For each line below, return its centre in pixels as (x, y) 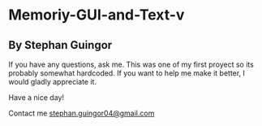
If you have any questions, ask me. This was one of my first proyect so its (131, 64)
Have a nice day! (37, 98)
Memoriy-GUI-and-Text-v (97, 15)
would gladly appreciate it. (53, 82)
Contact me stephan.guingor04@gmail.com (82, 113)
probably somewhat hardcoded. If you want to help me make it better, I (127, 73)
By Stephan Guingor (60, 45)
